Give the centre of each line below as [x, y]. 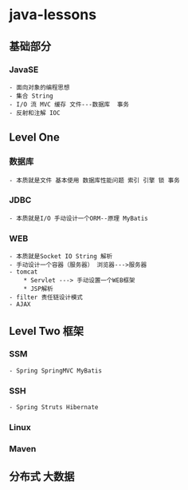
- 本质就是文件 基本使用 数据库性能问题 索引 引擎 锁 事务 [94, 180]
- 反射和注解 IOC [35, 113]
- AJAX [20, 305]
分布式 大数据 [42, 477]
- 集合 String [31, 96]
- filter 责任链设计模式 [46, 297]
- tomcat [23, 272]
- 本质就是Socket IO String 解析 [61, 257]
